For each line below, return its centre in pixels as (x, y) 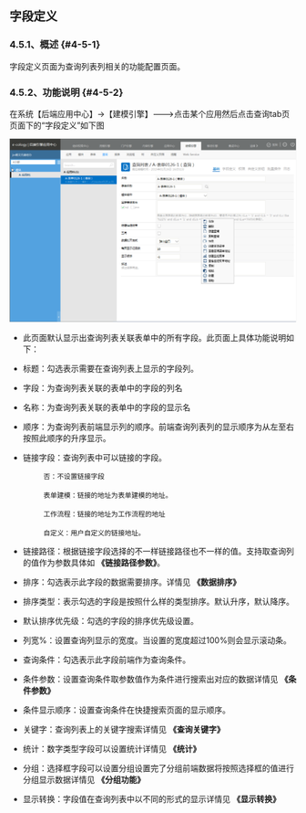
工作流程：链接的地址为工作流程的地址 (104, 514)
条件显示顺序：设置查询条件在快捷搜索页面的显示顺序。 (126, 710)
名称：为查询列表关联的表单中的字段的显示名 (107, 407)
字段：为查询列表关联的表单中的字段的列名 (102, 388)
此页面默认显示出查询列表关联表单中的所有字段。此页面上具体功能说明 (154, 338)
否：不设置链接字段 (74, 477)
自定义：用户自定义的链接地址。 (94, 533)
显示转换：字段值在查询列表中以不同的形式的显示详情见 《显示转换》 (151, 799)
